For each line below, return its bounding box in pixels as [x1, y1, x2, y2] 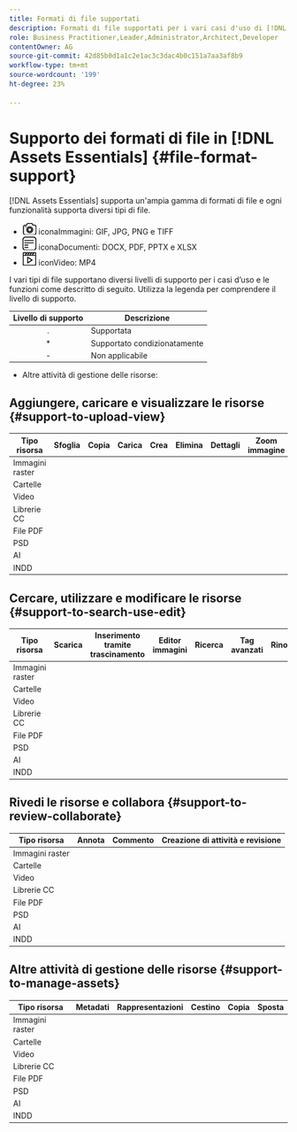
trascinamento [89, 649, 146, 659]
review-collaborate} [9, 809, 122, 824]
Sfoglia [53, 440, 81, 450]
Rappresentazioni [117, 1002, 184, 1013]
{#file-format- [151, 147, 258, 167]
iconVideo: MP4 [38, 257, 96, 267]
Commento [111, 835, 155, 845]
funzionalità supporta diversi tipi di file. [9, 204, 151, 215]
